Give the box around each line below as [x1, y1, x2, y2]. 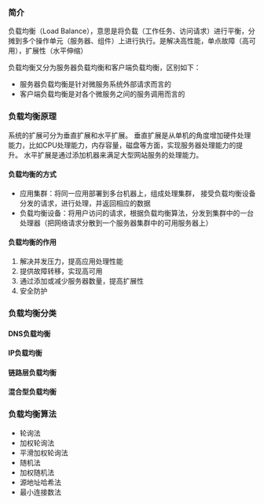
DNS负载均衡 [8, 328, 51, 338]
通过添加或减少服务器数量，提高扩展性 [19, 276, 144, 285]
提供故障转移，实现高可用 [19, 266, 103, 276]
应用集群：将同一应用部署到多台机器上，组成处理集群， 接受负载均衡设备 [19, 188, 256, 198]
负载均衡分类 [8, 307, 57, 318]
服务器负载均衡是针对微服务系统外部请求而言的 [19, 80, 171, 89]
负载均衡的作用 [8, 238, 57, 247]
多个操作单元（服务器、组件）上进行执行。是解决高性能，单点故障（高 [21, 36, 249, 46]
